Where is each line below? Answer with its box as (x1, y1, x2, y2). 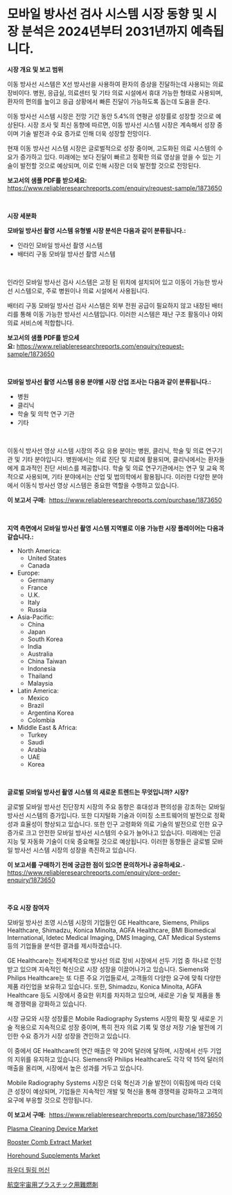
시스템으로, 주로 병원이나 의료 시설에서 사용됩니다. (14, 286, 150, 295)
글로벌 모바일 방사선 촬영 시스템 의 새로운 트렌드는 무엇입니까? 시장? (7, 787, 189, 796)
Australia (27, 649, 53, 658)
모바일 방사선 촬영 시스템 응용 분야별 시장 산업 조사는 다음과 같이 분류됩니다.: (7, 377, 211, 385)
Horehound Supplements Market (7, 1151, 100, 1160)
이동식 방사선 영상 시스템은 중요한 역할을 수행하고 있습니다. (19, 481, 179, 489)
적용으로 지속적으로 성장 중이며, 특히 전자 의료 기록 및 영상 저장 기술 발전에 (14, 1023, 216, 1031)
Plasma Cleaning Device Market (7, 1124, 98, 1133)
